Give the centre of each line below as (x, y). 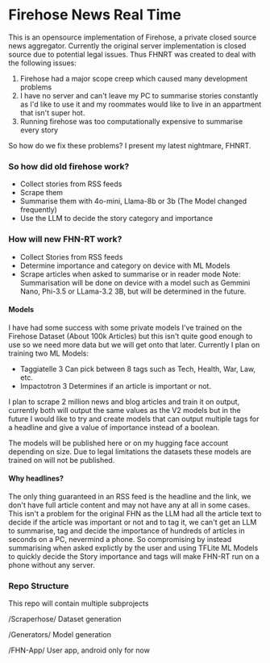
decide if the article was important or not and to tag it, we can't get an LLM (133, 522)
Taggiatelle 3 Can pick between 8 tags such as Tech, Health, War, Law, (138, 369)
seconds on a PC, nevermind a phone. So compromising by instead (120, 539)
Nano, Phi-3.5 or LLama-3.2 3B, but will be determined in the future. (133, 291)
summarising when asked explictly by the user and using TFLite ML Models (133, 548)
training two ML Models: (48, 353)
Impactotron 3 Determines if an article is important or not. (116, 386)
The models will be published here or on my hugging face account (118, 443)
